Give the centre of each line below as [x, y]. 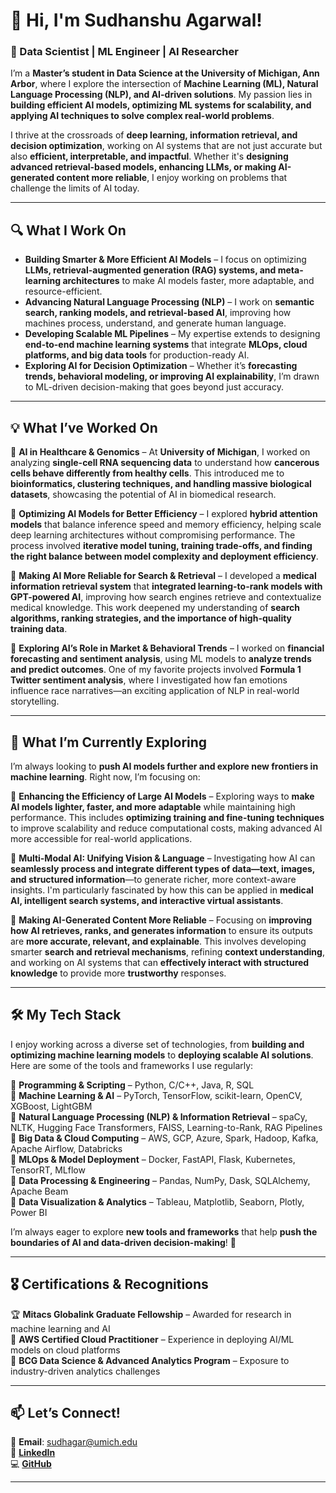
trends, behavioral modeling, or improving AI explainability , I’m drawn [172, 376]
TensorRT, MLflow [48, 1170]
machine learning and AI [60, 1328]
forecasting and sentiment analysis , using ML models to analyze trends [161, 659]
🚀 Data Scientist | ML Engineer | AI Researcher [124, 52]
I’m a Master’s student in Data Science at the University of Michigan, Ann [165, 73]
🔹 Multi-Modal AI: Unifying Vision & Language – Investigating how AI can [163, 858]
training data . [39, 629]
